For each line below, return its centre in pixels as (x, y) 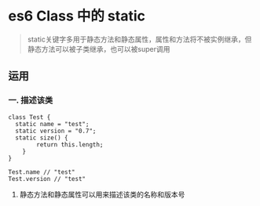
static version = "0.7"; (56, 131)
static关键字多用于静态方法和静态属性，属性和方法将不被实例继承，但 (139, 39)
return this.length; (70, 145)
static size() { (42, 138)
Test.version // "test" (47, 179)
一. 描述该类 (31, 100)
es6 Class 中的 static (77, 16)
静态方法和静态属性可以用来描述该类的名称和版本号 (102, 194)
